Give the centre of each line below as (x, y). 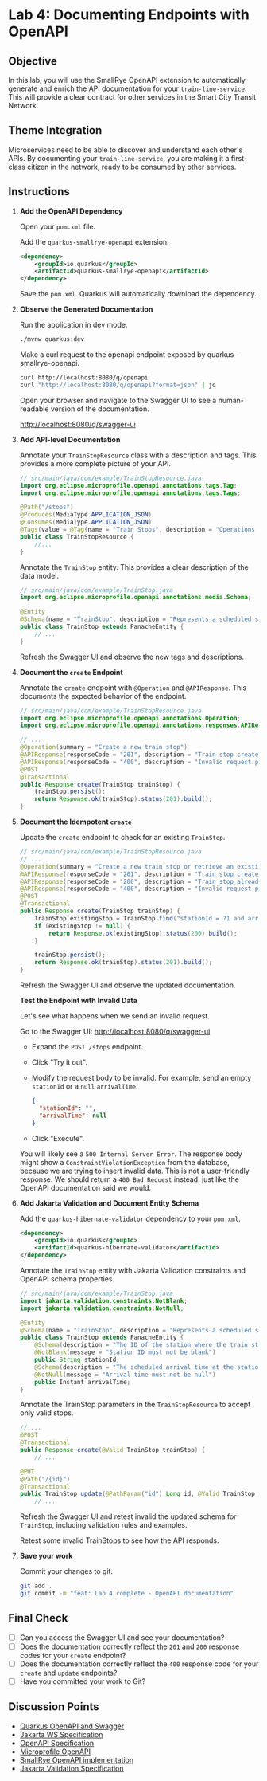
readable (34, 409)
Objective (33, 61)
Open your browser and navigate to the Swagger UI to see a (118, 400)
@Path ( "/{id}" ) (45, 1479)
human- (231, 400)
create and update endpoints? (68, 1673)
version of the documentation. (100, 409)
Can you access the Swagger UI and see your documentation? (122, 1637)
